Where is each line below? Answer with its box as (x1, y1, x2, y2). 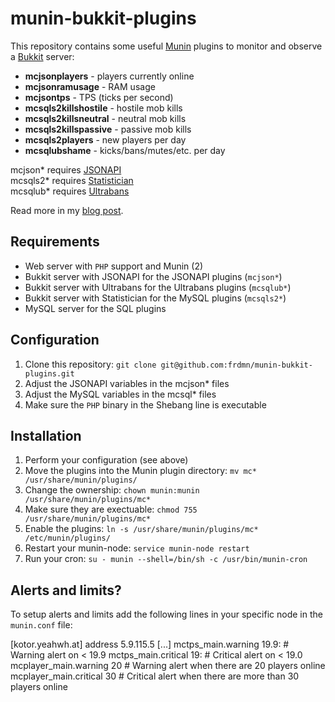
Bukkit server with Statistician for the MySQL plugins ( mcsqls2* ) (24, 292, 287, 304)
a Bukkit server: (10, 50, 75, 62)
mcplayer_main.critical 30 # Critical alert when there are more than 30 (10, 670, 300, 682)
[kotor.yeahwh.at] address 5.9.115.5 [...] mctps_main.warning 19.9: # (10, 638, 290, 651)
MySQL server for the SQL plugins (24, 302, 167, 314)
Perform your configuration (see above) (24, 454, 189, 466)
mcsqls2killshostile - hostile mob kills (24, 102, 183, 114)
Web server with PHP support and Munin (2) (24, 260, 204, 272)
